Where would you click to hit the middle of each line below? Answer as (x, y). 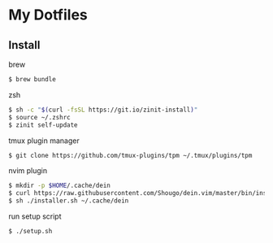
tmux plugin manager (44, 141)
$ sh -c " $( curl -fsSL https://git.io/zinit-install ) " (103, 110)
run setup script (35, 216)
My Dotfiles (48, 15)
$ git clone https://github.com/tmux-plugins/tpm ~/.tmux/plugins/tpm (130, 155)
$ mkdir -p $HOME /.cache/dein (60, 186)
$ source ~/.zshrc (39, 117)
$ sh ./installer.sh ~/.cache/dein (69, 201)
